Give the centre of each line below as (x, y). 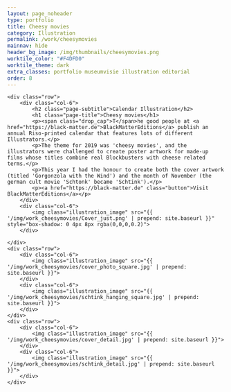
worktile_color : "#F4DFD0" (46, 59)
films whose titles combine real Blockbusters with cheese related (107, 158)
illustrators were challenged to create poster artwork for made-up (108, 152)
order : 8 (20, 78)
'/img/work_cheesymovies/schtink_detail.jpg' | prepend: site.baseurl (111, 364)
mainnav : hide (28, 46)
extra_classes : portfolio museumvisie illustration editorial (99, 71)
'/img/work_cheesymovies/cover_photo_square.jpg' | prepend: (97, 267)
